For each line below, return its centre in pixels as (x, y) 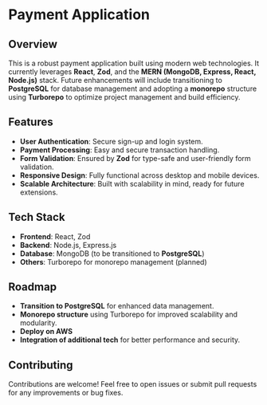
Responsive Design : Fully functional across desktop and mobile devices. (139, 175)
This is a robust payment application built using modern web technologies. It (134, 63)
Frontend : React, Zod (55, 236)
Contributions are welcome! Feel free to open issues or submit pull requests (133, 384)
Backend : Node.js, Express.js (68, 245)
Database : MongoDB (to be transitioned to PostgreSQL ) (112, 254)
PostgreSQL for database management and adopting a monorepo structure (133, 88)
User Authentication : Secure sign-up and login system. (111, 141)
